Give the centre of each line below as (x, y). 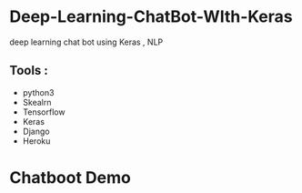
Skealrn (37, 102)
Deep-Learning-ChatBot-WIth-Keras (151, 17)
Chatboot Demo (70, 177)
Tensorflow (44, 112)
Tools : (29, 71)
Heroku (36, 141)
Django (36, 131)
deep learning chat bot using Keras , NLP (86, 42)
